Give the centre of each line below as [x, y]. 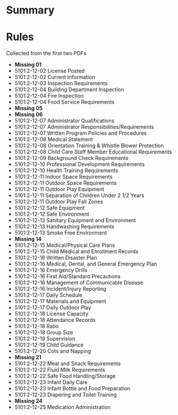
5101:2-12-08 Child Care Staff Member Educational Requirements [93, 152]
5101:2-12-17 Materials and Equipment [60, 301]
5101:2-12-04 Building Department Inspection [69, 90]
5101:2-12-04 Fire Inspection [49, 96]
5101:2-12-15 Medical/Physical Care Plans [65, 245]
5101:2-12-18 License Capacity [52, 314]
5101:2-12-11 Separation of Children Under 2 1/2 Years [79, 195]
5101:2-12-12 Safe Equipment [49, 208]
